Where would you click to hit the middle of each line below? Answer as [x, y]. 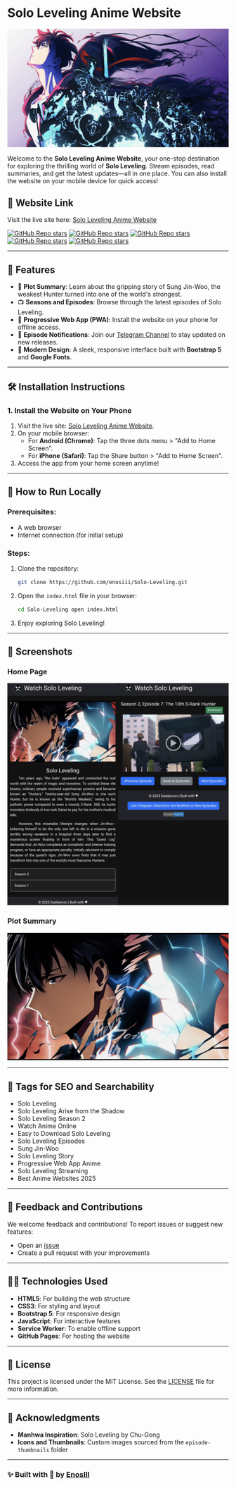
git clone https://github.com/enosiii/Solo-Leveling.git [103, 582]
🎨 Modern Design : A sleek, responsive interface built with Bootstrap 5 [119, 349]
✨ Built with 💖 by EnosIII [48, 1475]
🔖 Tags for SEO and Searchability [81, 1086]
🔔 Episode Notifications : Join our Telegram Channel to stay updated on [122, 335]
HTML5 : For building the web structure [74, 1299]
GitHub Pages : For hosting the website [74, 1336]
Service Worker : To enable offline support [79, 1328]
